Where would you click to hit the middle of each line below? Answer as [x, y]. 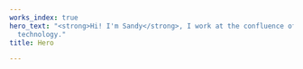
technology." [42, 34]
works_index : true [44, 17]
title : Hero [32, 43]
